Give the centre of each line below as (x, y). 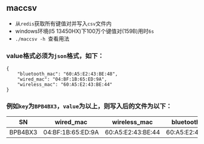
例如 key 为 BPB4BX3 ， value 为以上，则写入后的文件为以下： (89, 106)
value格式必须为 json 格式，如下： (55, 56)
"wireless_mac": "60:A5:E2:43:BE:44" (65, 85)
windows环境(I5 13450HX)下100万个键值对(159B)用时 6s (84, 31)
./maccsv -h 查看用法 (42, 38)
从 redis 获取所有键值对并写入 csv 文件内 (63, 23)
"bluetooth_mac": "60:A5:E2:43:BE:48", (68, 74)
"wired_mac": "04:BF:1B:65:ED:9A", (62, 79)
